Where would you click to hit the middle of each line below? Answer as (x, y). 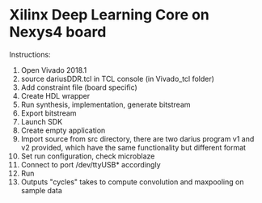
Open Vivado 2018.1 (54, 70)
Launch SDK (42, 121)
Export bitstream (49, 113)
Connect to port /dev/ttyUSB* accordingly (91, 164)
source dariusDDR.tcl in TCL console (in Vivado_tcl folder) (118, 78)
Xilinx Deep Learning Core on (109, 15)
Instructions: (30, 54)
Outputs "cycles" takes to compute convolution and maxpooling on (132, 182)
